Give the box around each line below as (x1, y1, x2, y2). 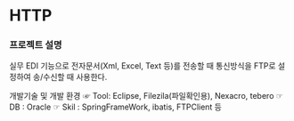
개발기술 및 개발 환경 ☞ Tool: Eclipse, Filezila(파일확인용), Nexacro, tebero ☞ (9, 91, 283, 101)
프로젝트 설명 (9, 39, 62, 52)
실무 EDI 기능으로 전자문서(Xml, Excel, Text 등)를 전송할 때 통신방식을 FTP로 (9, 60, 276, 71)
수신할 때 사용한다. (43, 72, 108, 83)
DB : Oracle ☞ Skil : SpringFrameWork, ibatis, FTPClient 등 (9, 101, 223, 112)
